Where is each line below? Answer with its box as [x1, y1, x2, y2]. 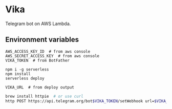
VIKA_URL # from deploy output [5, 84, 74, 90]
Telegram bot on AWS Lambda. [5, 20, 71, 27]
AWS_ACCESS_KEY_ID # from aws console [5, 49, 91, 54]
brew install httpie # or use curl [5, 94, 83, 99]
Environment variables [5, 35, 79, 44]
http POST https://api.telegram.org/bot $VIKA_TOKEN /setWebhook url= [5, 98, 155, 103]
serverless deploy [5, 76, 45, 81]
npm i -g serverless [5, 67, 50, 72]
